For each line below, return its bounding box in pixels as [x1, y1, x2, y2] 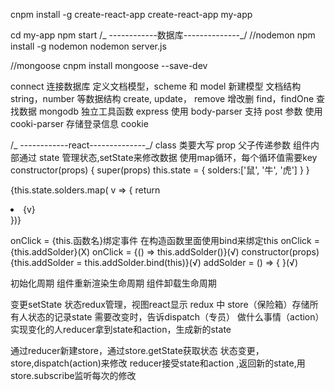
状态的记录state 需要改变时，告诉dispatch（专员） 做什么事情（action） [27, 311, 325, 323]
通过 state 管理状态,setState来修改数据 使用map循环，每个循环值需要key [18, 152, 318, 163]
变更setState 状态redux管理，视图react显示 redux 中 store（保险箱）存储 [10, 299, 310, 310]
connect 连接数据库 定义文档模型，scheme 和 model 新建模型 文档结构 [10, 80, 302, 92]
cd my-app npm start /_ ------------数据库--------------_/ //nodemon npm [10, 29, 316, 41]
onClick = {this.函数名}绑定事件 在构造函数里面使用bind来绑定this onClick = [10, 235, 320, 246]
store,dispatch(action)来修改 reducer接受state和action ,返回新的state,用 [10, 357, 306, 369]
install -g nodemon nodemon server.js [10, 40, 167, 52]
